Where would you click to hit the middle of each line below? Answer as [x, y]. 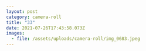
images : [16, 33]
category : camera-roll [34, 17]
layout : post [22, 11]
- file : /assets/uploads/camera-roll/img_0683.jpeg [76, 39]
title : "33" [21, 22]
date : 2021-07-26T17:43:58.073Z [45, 28]
